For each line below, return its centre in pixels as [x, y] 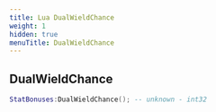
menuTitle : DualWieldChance [62, 43]
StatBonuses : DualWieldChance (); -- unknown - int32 [108, 99]
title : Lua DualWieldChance [62, 17]
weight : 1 [28, 26]
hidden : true [34, 34]
